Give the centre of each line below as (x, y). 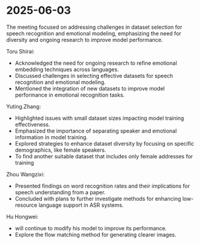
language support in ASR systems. (81, 205)
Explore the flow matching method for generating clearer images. (95, 234)
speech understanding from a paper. (60, 192)
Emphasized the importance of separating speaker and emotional (96, 131)
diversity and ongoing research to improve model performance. (85, 40)
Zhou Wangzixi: (26, 174)
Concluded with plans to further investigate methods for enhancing (98, 198)
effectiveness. (32, 124)
